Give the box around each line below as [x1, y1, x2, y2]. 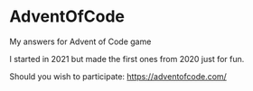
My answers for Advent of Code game [9, 36, 152, 47]
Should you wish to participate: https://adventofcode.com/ [9, 70, 228, 82]
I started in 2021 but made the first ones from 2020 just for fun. [9, 53, 245, 64]
